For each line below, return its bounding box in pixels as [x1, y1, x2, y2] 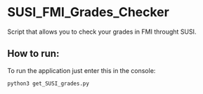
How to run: [7, 48, 60, 60]
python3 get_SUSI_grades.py [7, 80, 90, 87]
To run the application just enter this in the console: [7, 66, 156, 74]
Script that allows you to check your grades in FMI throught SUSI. [7, 27, 197, 36]
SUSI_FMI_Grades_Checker [7, 4, 170, 20]
